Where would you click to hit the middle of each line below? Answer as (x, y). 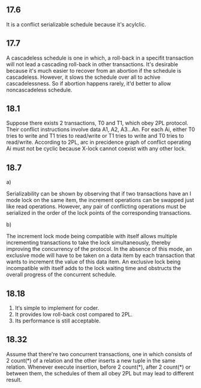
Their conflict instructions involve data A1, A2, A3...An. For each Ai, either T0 (100, 129)
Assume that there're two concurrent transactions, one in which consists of (99, 354)
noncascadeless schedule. (39, 90)
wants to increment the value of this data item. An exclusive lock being (94, 262)
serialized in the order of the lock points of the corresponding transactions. (99, 213)
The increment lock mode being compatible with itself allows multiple (92, 236)
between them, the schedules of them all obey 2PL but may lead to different (100, 373)
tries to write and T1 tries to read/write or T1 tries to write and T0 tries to (95, 136)
